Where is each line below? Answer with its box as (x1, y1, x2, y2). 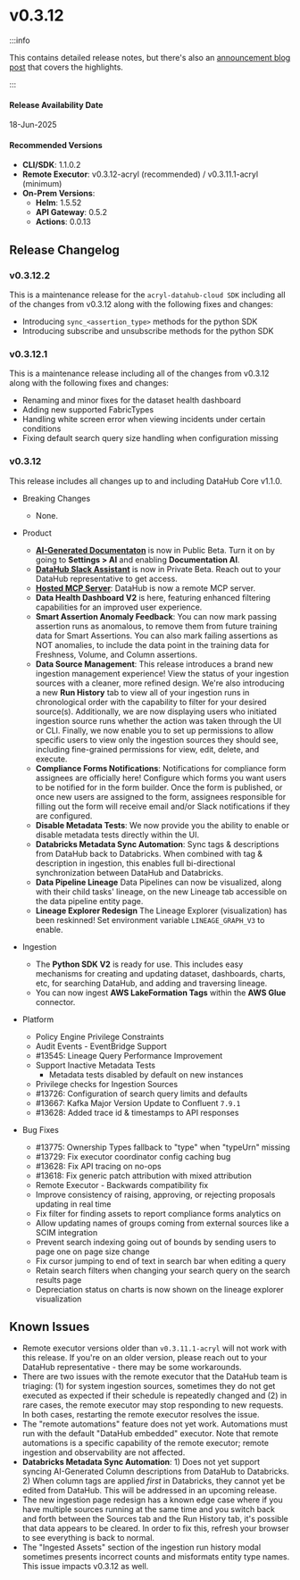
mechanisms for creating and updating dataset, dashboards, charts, (35, 968, 286, 978)
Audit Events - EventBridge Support (35, 1041, 167, 1052)
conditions (21, 423, 62, 434)
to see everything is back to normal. (21, 1533, 154, 1543)
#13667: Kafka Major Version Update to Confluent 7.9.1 (35, 1097, 241, 1108)
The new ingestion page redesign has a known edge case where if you (21, 1494, 283, 1505)
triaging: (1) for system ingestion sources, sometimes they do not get (21, 1381, 276, 1392)
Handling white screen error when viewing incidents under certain (21, 414, 266, 425)
